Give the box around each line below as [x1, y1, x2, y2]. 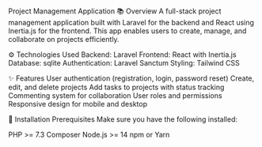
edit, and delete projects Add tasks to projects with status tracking [8, 82, 225, 92]
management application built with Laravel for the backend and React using [8, 18, 255, 27]
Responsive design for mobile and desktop [8, 100, 148, 108]
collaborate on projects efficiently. [8, 35, 120, 43]
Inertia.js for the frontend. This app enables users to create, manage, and [8, 26, 247, 36]
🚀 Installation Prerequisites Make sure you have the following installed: [8, 115, 237, 124]
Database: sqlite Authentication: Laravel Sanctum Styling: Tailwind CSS [8, 58, 240, 67]
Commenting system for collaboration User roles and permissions [8, 91, 223, 100]
